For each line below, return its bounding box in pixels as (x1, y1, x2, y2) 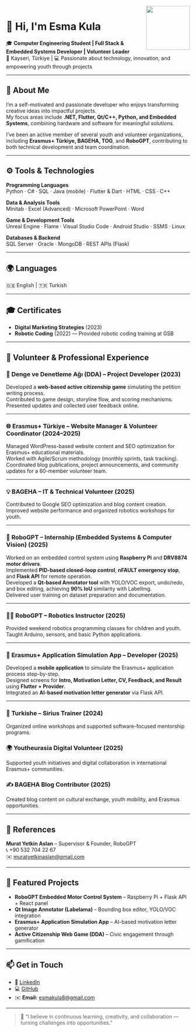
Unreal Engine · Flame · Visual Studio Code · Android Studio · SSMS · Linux (6, 222, 185, 230)
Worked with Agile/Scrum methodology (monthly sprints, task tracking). (6, 455, 178, 462)
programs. (6, 728, 31, 736)
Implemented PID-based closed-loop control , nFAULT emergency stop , (6, 566, 180, 573)
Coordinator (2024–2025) (6, 429, 81, 438)
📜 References (6, 824, 56, 834)
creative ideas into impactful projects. (6, 107, 97, 114)
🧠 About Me (6, 85, 50, 95)
